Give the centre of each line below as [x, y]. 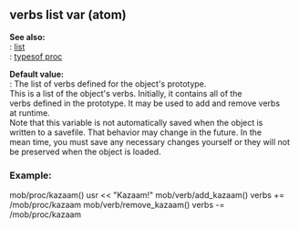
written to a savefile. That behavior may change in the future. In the [136, 132]
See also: [27, 36]
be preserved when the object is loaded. [85, 151]
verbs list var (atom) [68, 15]
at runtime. [30, 112]
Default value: [36, 74]
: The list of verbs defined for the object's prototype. [108, 83]
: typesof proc [36, 56]
